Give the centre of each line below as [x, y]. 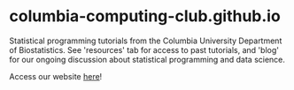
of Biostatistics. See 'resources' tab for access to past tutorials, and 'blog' [144, 49]
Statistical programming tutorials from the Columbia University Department [146, 41]
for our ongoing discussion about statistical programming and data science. [147, 59]
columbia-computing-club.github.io [145, 16]
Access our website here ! [56, 76]
